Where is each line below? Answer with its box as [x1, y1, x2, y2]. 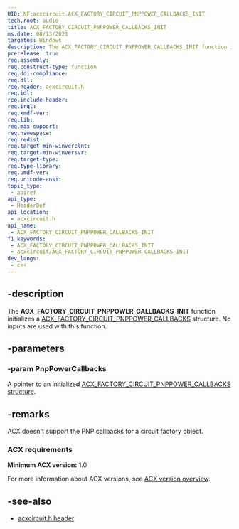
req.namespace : [7, 129, 53, 137]
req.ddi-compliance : [7, 70, 69, 77]
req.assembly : [7, 57, 50, 64]
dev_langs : [7, 255, 40, 262]
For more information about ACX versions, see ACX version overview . [7, 474, 211, 483]
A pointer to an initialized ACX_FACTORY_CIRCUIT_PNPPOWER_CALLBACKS [7, 380, 231, 388]
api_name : [7, 222, 37, 229]
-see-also [7, 495, 52, 507]
